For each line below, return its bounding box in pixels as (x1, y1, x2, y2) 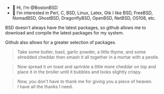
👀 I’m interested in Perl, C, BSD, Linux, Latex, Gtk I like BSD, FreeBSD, (12, 10, 153, 16)
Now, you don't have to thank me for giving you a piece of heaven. (17, 79, 153, 84)
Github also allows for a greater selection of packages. (5, 39, 117, 45)
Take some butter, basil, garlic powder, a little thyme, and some (17, 49, 146, 55)
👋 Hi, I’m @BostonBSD (12, 5, 58, 10)
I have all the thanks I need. (17, 84, 73, 90)
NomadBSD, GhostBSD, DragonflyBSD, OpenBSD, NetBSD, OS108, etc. (12, 15, 156, 21)
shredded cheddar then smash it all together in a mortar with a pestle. (17, 54, 160, 60)
